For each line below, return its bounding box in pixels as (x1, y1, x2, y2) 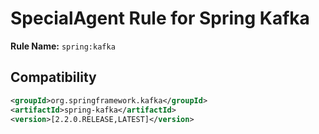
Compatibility (10, 69, 97, 86)
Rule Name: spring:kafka (10, 40, 116, 52)
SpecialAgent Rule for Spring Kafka (10, 7, 310, 30)
